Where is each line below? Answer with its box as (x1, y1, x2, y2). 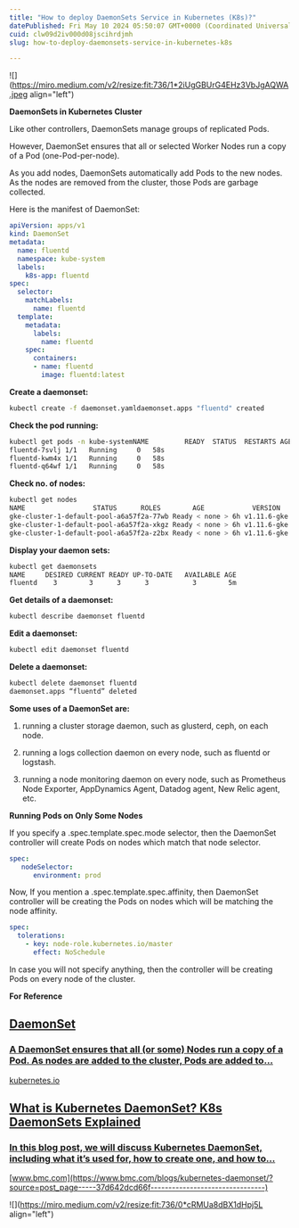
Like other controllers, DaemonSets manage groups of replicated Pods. (9, 124, 270, 135)
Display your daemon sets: (9, 545, 110, 556)
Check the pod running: (9, 420, 100, 431)
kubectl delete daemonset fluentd (9, 679, 138, 688)
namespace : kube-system (17, 254, 105, 263)
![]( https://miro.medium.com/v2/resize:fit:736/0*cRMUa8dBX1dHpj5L (9, 1199, 263, 1210)
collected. (9, 186, 46, 197)
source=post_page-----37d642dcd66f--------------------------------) (9, 1183, 269, 1193)
